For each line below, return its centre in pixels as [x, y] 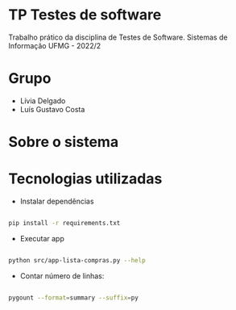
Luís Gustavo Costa [52, 109]
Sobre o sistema [64, 142]
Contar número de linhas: [62, 275]
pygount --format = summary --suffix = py [73, 297]
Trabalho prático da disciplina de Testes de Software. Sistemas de [118, 37]
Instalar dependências [57, 201]
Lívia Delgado [43, 101]
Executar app [42, 238]
